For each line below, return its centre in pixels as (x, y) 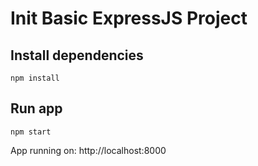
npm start (31, 132)
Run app (36, 108)
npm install (35, 78)
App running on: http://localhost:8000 (88, 150)
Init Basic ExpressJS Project (129, 18)
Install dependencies (77, 55)
